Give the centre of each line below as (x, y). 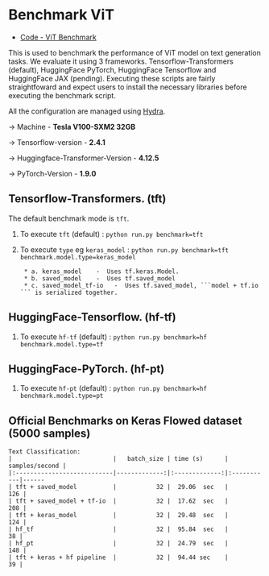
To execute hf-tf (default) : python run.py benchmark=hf (114, 337)
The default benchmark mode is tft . (69, 218)
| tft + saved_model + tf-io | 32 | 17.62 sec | (118, 501)
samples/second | (37, 466)
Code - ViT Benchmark (58, 37)
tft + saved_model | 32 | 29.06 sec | (122, 487)
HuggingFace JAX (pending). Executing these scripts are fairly (112, 78)
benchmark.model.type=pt (62, 396)
